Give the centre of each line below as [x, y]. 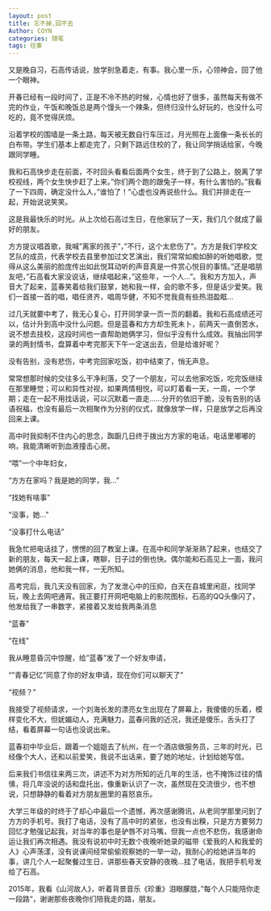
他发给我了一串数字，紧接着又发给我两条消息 [83, 607]
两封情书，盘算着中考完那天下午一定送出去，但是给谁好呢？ [121, 345]
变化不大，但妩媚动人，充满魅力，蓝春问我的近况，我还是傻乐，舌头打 [131, 720]
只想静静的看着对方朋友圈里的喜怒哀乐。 [90, 794]
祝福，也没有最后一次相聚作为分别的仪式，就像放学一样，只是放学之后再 [135, 409]
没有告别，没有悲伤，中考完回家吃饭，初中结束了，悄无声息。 [111, 361]
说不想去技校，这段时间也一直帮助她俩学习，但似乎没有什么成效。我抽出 [128, 334]
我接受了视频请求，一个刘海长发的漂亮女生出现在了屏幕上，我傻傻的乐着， [132, 709]
